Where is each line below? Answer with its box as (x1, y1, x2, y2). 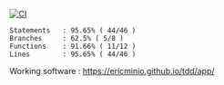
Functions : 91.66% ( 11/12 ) (9, 42, 137, 51)
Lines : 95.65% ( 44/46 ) (9, 50, 137, 59)
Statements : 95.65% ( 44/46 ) (9, 26, 137, 35)
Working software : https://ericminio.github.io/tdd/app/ (9, 66, 216, 76)
